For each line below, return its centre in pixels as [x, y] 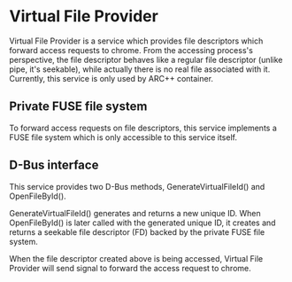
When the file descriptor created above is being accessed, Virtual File [136, 258]
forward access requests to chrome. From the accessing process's [131, 50]
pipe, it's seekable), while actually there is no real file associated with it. [140, 69]
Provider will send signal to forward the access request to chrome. [130, 268]
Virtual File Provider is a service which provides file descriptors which [136, 41]
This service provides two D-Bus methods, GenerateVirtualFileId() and [137, 186]
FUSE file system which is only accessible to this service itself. [123, 137]
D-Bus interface [54, 165]
